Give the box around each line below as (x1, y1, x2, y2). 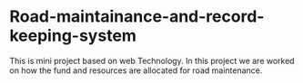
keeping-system (9, 25, 136, 46)
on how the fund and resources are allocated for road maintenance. (9, 65, 263, 76)
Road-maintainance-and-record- (9, 6, 265, 27)
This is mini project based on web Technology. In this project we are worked (9, 55, 295, 66)
